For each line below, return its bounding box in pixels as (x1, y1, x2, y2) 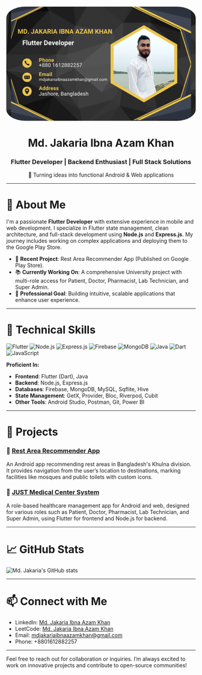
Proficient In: (6, 361, 40, 368)
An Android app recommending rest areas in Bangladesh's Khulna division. (6, 460, 192, 468)
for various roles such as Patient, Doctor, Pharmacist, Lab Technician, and (6, 508, 189, 515)
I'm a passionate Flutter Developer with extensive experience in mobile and (6, 218, 194, 225)
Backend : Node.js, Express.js (14, 379, 88, 386)
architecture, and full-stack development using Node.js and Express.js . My (6, 231, 194, 238)
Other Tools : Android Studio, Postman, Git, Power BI (14, 398, 145, 406)
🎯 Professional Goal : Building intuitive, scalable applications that (14, 290, 176, 297)
